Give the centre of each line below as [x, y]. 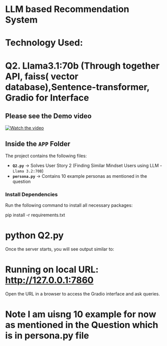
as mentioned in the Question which [82, 325]
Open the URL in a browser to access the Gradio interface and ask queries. [83, 294]
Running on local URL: [52, 269]
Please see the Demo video [48, 116]
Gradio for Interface [47, 97]
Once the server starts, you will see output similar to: [60, 249]
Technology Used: [44, 43]
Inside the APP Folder [38, 144]
